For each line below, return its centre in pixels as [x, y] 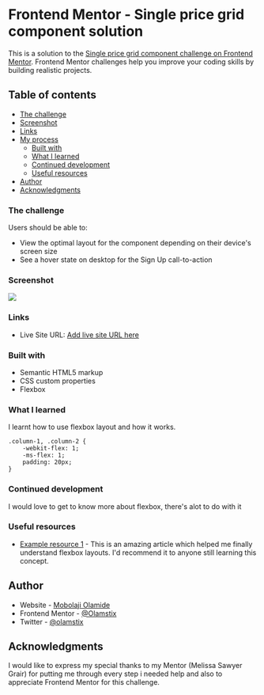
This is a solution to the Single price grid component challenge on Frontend [130, 53]
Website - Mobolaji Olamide [65, 605]
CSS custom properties [58, 381]
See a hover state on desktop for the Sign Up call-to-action [116, 260]
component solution [76, 31]
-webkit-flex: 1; [51, 449]
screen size [38, 252]
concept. [34, 560]
